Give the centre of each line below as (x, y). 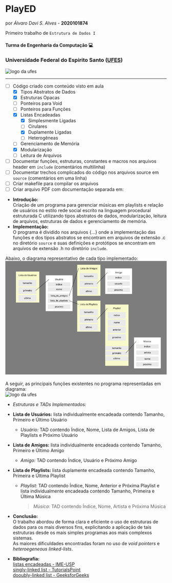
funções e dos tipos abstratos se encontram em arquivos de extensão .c (89, 237)
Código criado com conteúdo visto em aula (58, 86)
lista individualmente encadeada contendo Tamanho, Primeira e (88, 491)
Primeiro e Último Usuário (40, 420)
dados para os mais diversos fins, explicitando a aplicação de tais (82, 527)
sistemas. (23, 538)
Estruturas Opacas (40, 97)
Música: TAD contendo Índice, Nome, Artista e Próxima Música (100, 506)
